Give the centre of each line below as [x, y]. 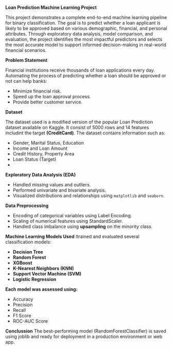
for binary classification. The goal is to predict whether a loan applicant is [83, 23]
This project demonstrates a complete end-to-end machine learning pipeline [86, 17]
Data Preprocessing [27, 206]
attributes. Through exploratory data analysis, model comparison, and [79, 34]
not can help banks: [26, 81]
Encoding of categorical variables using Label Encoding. [72, 215]
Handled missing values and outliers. [52, 185]
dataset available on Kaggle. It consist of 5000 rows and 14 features [77, 127]
